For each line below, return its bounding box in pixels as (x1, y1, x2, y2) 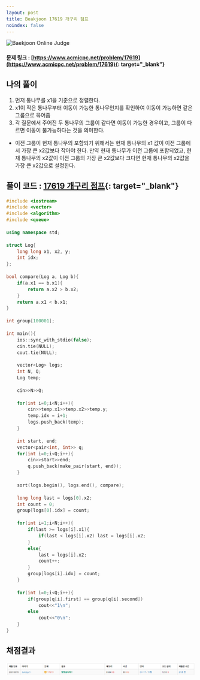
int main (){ (6, 330, 36, 337)
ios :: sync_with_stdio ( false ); (17, 337, 93, 343)
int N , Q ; (17, 368, 42, 374)
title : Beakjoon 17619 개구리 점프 (6, 16, 89, 22)
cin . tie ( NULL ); (17, 343, 55, 349)
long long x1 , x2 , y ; (17, 249, 71, 255)
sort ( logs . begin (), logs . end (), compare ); (17, 482, 125, 488)
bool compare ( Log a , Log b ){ (6, 274, 79, 280)
